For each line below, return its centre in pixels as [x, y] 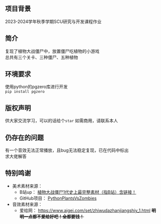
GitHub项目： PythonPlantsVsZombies [58, 198]
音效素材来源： [27, 204]
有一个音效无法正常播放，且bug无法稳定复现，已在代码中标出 [67, 150]
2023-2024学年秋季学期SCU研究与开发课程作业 [53, 22]
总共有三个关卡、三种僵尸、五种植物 [42, 57]
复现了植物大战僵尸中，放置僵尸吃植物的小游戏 [52, 51]
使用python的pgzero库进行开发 [36, 87]
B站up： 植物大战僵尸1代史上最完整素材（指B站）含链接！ [78, 192]
